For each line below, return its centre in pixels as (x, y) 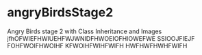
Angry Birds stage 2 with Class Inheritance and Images (85, 31)
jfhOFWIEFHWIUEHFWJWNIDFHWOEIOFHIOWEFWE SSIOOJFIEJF (101, 38)
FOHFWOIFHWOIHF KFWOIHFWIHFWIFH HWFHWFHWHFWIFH (97, 45)
